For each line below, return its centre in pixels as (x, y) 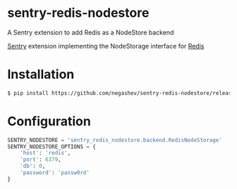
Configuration (49, 121)
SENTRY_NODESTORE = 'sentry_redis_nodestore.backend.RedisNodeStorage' (115, 140)
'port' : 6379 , (41, 159)
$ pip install (28, 93)
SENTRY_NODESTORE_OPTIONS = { (52, 146)
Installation (41, 74)
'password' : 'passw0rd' (55, 173)
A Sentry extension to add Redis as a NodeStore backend (91, 32)
